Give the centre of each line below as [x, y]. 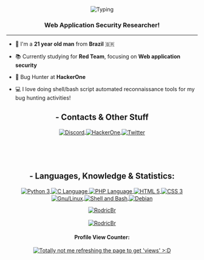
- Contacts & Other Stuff [102, 117]
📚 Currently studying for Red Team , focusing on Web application [98, 56]
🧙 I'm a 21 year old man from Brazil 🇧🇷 [65, 44]
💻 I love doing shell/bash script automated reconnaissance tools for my [105, 89]
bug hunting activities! [43, 98]
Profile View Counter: [102, 237]
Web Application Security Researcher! [102, 25]
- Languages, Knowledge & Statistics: [102, 176]
